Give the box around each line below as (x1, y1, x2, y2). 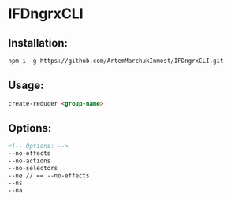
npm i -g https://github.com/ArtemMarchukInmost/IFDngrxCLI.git (8, 57, 224, 65)
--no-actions (8, 157, 51, 166)
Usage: (8, 79, 45, 92)
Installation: (8, 36, 69, 50)
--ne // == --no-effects (8, 171, 90, 180)
